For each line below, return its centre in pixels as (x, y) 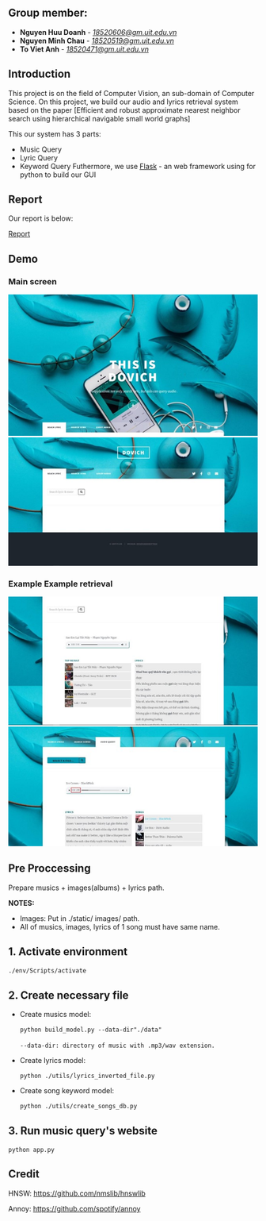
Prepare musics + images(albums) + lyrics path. (86, 888)
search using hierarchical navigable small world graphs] (99, 118)
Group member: (48, 13)
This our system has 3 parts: (55, 133)
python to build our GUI (58, 175)
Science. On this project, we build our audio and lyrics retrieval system (123, 102)
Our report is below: (41, 218)
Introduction (40, 74)
